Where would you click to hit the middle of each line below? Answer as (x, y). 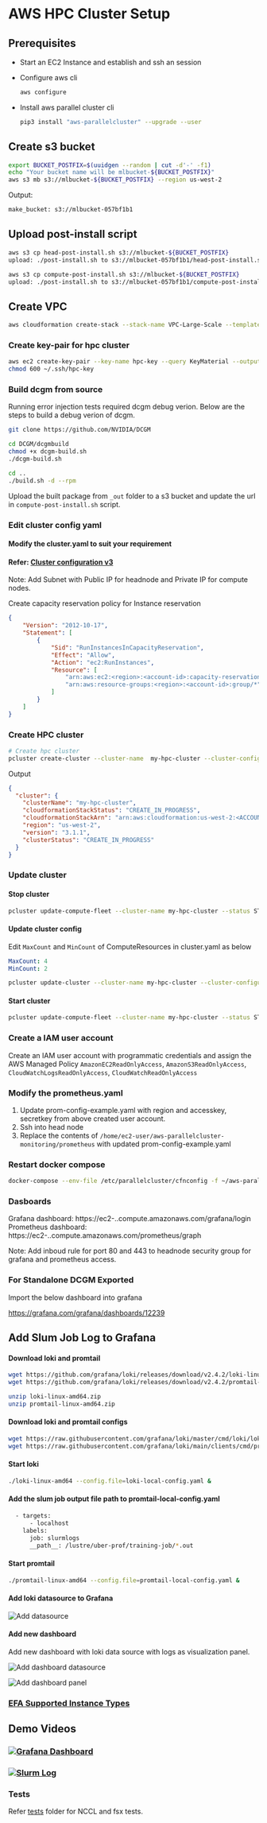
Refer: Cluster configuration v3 (61, 562)
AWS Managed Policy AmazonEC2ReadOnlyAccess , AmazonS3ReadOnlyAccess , (128, 1064)
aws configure (43, 92)
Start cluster (29, 1001)
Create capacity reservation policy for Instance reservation (104, 603)
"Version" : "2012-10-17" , (66, 626)
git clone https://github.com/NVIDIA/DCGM (79, 430)
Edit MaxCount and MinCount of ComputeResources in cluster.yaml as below (130, 946)
